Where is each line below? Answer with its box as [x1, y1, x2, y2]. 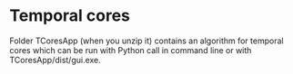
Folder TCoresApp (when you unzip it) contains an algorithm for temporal [9, 35, 284, 46]
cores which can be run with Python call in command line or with [9, 44, 252, 55]
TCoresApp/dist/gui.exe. [9, 54, 102, 65]
